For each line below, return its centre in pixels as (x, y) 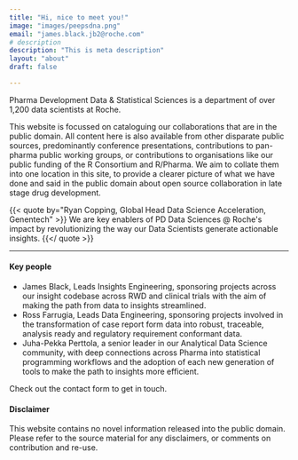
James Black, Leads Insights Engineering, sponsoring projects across (149, 287)
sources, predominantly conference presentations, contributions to (132, 145)
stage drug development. (55, 193)
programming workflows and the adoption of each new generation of (148, 362)
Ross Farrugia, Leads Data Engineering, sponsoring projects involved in (153, 315)
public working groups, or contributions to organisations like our (156, 155)
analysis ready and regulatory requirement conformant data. (132, 334)
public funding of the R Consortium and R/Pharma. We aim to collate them (144, 164)
